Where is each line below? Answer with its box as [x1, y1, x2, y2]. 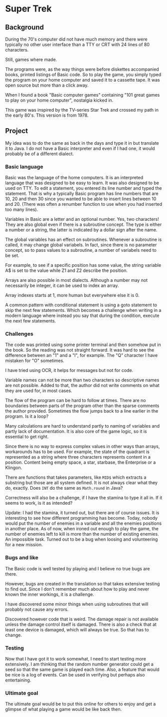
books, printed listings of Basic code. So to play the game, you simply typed [5, 72, 162, 78]
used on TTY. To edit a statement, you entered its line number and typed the [5, 185, 162, 191]
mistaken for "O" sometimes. [5, 357, 65, 364]
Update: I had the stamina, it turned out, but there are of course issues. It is [5, 510, 160, 516]
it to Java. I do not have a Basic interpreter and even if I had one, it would [5, 145, 156, 151]
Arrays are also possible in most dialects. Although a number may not [5, 277, 148, 283]
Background [5, 23, 44, 32]
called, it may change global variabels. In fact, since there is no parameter [5, 242, 157, 248]
